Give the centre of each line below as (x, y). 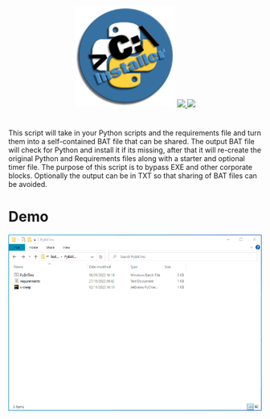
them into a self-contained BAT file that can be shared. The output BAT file (131, 142)
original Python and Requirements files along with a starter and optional (127, 159)
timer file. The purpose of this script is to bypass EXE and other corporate (131, 168)
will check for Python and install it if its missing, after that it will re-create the (135, 150)
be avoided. (28, 185)
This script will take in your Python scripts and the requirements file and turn (135, 133)
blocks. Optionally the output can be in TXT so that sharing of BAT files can (133, 176)
